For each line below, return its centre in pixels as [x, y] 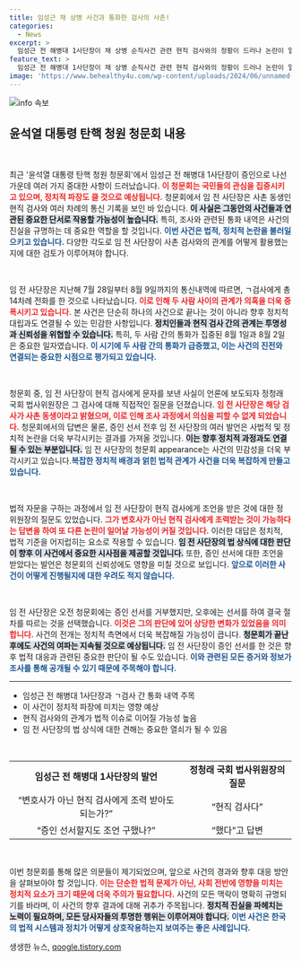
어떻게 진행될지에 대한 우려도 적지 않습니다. [100, 575]
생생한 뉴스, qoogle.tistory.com [65, 947]
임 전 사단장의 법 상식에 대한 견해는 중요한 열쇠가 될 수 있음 [125, 729]
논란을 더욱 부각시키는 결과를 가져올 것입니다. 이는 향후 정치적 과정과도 [148, 438]
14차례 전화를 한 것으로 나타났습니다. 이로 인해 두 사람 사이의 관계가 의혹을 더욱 [146, 301]
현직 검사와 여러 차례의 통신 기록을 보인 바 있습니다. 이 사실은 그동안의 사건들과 [146, 208]
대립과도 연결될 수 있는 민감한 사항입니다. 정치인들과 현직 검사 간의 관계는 [137, 323]
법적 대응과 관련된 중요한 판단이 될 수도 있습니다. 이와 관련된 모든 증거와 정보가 [155, 657]
